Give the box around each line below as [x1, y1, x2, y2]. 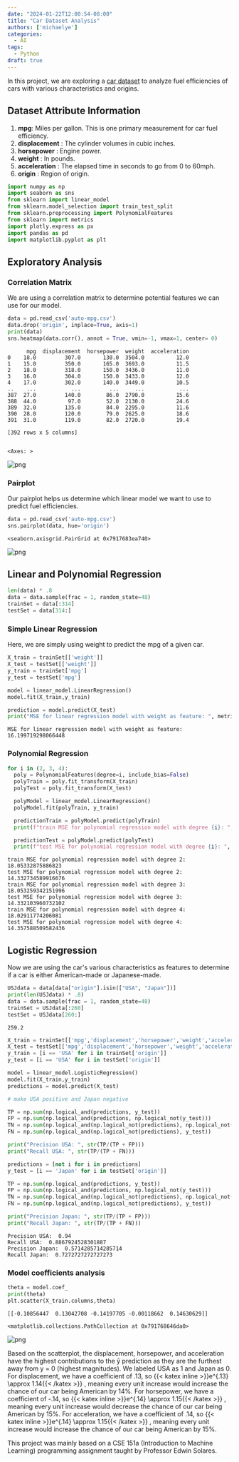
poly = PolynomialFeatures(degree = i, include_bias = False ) [14, 772, 190, 779]
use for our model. [7, 301, 62, 310]
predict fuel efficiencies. [7, 501, 79, 510]
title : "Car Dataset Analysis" [7, 17, 100, 24]
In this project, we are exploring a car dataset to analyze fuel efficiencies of [7, 76, 228, 85]
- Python [14, 51, 40, 58]
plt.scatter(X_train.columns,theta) [7, 1297, 116, 1304]
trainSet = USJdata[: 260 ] [7, 1004, 84, 1012]
